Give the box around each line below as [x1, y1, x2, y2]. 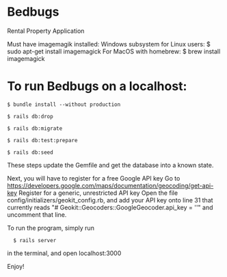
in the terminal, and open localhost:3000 [7, 249, 122, 257]
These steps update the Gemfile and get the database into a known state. [7, 161, 214, 169]
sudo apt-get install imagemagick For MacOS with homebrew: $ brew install [7, 47, 221, 55]
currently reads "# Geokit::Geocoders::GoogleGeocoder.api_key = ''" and [7, 203, 213, 211]
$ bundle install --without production [7, 101, 121, 108]
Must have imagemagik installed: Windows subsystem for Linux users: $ [7, 40, 211, 48]
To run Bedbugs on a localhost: [7, 79, 187, 94]
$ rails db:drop [7, 113, 53, 120]
